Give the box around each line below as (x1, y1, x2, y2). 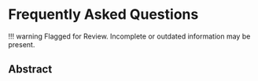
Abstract (8, 63, 53, 76)
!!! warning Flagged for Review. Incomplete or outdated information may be (8, 31, 251, 41)
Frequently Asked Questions (8, 6, 199, 24)
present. (8, 39, 35, 49)
